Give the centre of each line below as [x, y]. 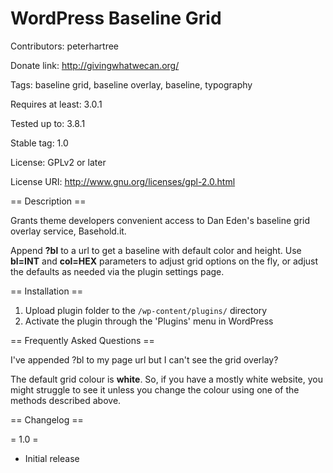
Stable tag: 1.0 [39, 143]
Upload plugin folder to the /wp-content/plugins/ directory [146, 310]
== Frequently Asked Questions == [82, 340]
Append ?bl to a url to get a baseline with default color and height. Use [156, 250]
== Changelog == [47, 419]
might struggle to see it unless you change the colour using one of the [155, 389]
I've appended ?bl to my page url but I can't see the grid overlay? [144, 359]
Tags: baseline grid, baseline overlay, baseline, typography [131, 84]
